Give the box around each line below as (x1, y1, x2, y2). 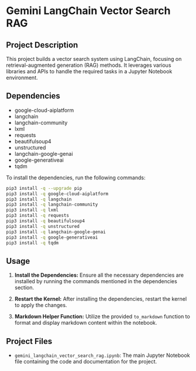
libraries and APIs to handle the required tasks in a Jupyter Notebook (6, 68, 173, 74)
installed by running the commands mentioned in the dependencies (14, 278, 177, 285)
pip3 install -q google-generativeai (6, 234, 98, 240)
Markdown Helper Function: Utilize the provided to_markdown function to (14, 313, 190, 320)
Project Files (6, 336, 53, 346)
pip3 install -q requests (6, 213, 69, 219)
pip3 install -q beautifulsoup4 (6, 218, 85, 224)
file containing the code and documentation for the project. (14, 358, 157, 365)
